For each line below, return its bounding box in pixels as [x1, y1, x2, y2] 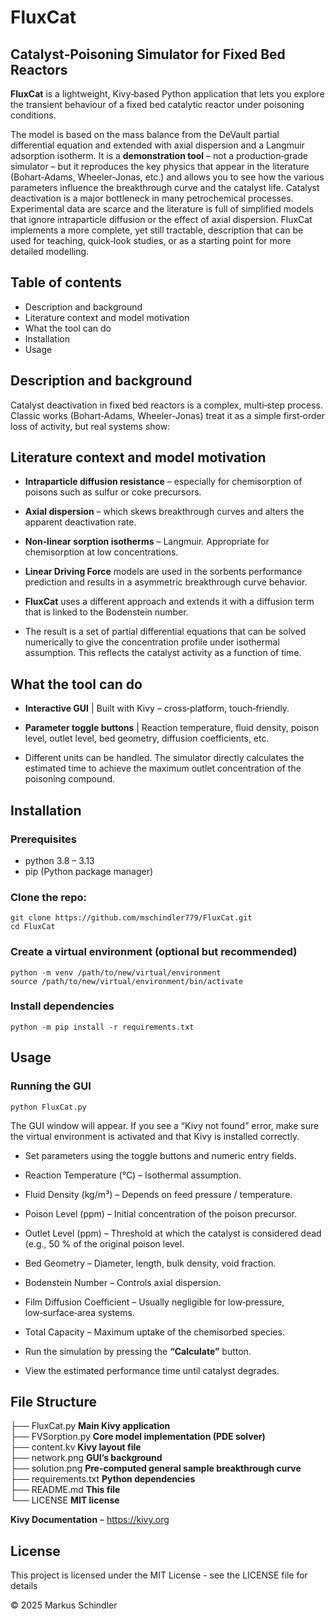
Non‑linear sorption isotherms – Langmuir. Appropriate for [24, 536, 270, 548]
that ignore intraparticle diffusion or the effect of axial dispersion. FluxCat [10, 214, 313, 225]
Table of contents [10, 274, 122, 291]
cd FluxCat [10, 922, 56, 932]
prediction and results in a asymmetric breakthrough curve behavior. [24, 576, 308, 588]
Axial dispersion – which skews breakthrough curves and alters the [24, 506, 305, 518]
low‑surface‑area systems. [24, 1306, 135, 1318]
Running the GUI [10, 1079, 92, 1093]
